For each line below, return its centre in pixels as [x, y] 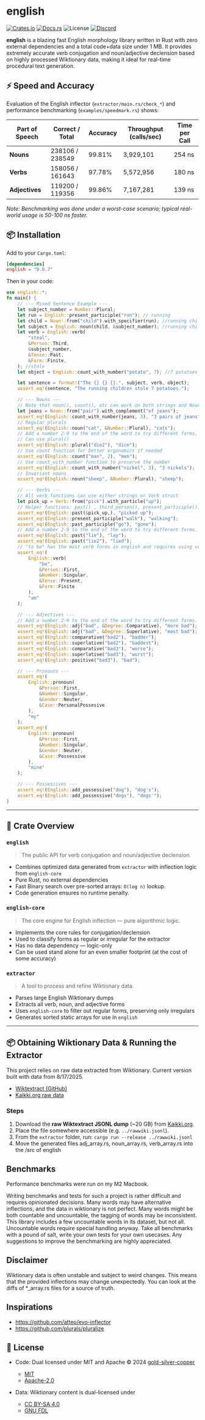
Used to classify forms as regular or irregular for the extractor [93, 939]
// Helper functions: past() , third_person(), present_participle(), [109, 507]
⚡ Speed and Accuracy [50, 86]
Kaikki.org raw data [39, 1095]
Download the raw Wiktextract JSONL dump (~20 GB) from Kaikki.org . [105, 1124]
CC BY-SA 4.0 [42, 1404]
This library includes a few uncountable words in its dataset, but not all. [96, 1222]
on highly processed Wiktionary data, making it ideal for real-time [88, 59]
